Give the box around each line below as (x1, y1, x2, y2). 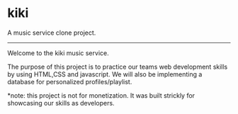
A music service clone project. (7, 28, 96, 37)
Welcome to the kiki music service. (7, 48, 109, 57)
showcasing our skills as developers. (7, 98, 115, 107)
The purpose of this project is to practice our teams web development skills (7, 62, 228, 71)
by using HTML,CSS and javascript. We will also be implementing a (7, 69, 203, 79)
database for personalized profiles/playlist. (7, 77, 132, 86)
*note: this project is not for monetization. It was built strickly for (7, 91, 195, 100)
